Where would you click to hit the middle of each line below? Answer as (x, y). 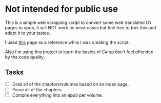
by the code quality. (25, 57)
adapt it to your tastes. (28, 33)
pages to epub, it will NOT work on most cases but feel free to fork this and (80, 27)
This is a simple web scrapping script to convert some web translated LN (78, 22)
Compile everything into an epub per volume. (58, 95)
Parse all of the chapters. (37, 89)
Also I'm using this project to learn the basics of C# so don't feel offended (79, 52)
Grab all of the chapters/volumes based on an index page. (70, 84)
